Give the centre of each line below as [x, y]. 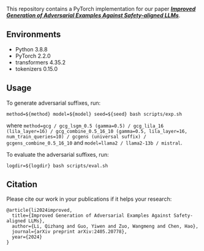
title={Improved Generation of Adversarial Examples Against [92, 216]
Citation [22, 185]
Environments [34, 35]
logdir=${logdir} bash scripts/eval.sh [57, 166]
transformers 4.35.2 [40, 62]
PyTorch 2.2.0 [33, 56]
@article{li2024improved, [39, 211]
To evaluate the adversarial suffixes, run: [58, 154]
